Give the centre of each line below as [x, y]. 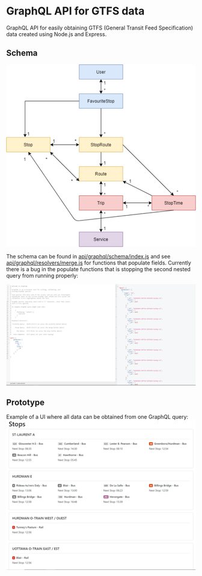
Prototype [26, 402]
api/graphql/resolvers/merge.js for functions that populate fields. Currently [99, 263]
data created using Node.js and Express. [57, 34]
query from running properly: [42, 276]
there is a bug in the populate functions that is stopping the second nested [99, 269]
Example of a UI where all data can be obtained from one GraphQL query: [97, 416]
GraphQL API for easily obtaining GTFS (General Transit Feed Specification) [100, 28]
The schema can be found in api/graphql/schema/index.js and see [88, 257]
